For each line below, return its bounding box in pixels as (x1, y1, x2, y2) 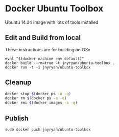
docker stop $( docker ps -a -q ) (5, 91, 71, 96)
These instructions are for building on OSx (5, 46, 91, 52)
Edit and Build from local (5, 34, 81, 42)
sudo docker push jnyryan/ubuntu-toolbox (5, 127, 91, 132)
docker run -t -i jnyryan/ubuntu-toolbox (5, 65, 91, 69)
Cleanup (5, 78, 32, 87)
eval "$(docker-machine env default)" (5, 56, 84, 61)
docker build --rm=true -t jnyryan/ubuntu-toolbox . (5, 60, 115, 66)
